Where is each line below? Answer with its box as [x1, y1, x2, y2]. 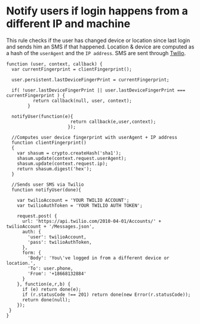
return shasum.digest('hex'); [17, 166, 93, 172]
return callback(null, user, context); [32, 98, 133, 104]
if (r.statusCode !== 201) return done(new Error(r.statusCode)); [21, 292, 191, 298]
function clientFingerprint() [11, 140, 87, 146]
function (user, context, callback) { [6, 61, 103, 67]
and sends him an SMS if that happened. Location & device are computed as [6, 43, 195, 50]
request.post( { [17, 213, 58, 219]
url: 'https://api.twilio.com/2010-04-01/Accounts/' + [21, 218, 162, 224]
